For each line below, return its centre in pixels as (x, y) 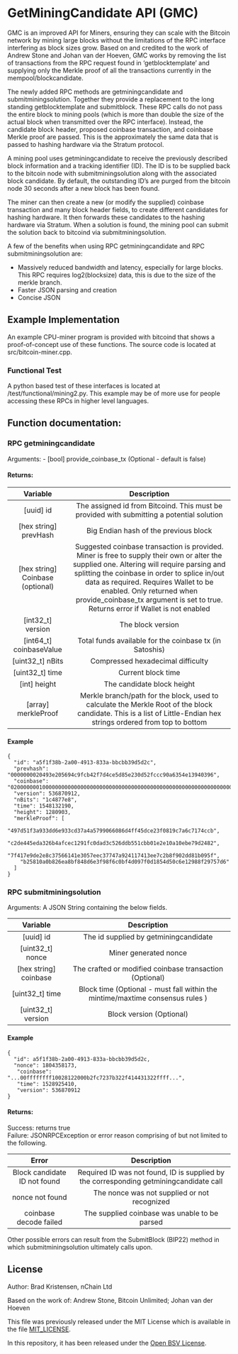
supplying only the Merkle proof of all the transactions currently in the (109, 70)
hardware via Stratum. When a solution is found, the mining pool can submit (118, 224)
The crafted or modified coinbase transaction (148, 969)
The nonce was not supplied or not (151, 1192)
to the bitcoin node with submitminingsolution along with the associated (112, 173)
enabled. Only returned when (149, 590)
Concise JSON (39, 297)
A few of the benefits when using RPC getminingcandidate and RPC (106, 246)
